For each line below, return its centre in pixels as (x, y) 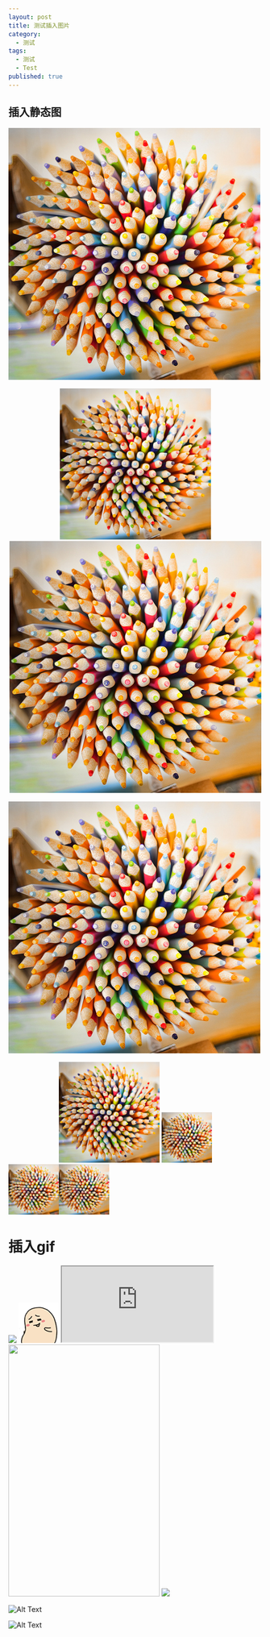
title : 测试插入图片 (39, 25)
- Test (27, 69)
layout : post (30, 17)
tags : (17, 51)
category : (25, 34)
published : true (35, 77)
